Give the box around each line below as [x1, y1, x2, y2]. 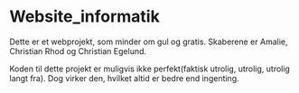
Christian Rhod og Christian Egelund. [9, 45, 147, 56]
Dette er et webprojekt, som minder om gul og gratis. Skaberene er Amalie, [9, 36, 288, 47]
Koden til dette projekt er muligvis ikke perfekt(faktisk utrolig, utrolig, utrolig [9, 63, 291, 74]
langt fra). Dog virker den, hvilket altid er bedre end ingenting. [9, 72, 239, 83]
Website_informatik [9, 6, 160, 27]
